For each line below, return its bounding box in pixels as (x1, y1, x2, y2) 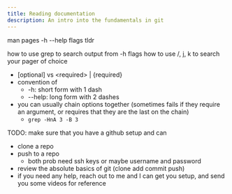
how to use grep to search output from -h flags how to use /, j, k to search (7, 50, 220, 58)
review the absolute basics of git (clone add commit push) (17, 164, 185, 172)
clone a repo (17, 142, 54, 150)
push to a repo (17, 149, 59, 158)
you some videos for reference (17, 179, 107, 187)
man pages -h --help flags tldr (7, 36, 95, 44)
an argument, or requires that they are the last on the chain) (17, 107, 189, 116)
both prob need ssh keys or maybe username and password (27, 156, 201, 165)
